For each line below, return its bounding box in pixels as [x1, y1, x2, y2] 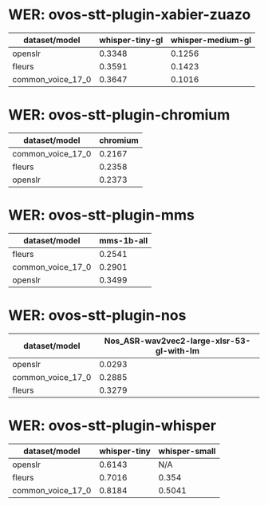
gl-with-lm [155, 345, 200, 356]
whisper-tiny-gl [99, 34, 164, 45]
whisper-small [158, 445, 216, 457]
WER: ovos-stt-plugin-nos [8, 306, 187, 324]
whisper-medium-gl [170, 34, 252, 45]
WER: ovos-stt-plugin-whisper [8, 417, 217, 434]
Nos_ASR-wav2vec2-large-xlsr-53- [104, 335, 251, 346]
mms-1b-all [99, 235, 148, 246]
